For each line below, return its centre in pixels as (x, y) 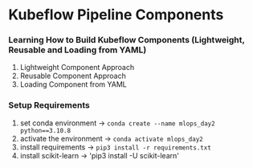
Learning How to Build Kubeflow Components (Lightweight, (126, 40)
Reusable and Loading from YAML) (78, 50)
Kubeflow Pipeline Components (116, 15)
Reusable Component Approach (73, 76)
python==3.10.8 (45, 130)
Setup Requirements (49, 105)
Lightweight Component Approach (77, 68)
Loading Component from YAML (73, 84)
